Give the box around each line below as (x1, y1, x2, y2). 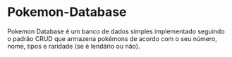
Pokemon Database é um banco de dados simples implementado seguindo (7, 27, 225, 35)
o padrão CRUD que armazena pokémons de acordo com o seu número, (7, 34, 217, 42)
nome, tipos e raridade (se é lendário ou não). (7, 42, 140, 50)
